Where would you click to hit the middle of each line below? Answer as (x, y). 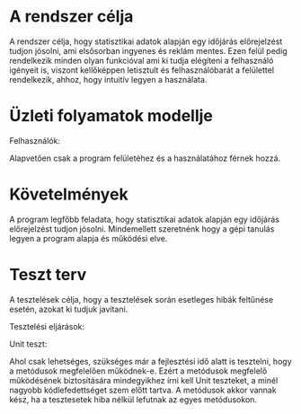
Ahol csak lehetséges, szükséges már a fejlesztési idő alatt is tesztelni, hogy (150, 361)
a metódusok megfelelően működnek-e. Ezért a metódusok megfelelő (138, 371)
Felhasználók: (35, 140)
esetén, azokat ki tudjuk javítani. (69, 309)
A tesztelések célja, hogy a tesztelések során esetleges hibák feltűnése (142, 299)
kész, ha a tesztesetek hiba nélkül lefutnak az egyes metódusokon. (133, 399)
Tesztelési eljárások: (47, 326)
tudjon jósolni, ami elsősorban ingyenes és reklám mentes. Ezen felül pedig (148, 50)
